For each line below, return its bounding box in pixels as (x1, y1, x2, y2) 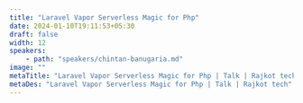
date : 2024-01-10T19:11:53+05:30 (9, 21, 135, 30)
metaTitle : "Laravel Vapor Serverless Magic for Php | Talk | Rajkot (9, 72, 277, 81)
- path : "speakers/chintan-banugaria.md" (25, 55, 183, 64)
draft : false (9, 30, 59, 39)
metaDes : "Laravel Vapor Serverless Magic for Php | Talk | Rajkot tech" (9, 80, 293, 89)
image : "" (9, 64, 47, 73)
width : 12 (9, 38, 47, 47)
